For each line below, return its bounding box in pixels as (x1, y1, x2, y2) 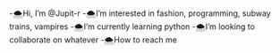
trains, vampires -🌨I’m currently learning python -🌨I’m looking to (9, 21, 255, 32)
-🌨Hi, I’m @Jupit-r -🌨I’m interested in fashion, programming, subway (9, 8, 271, 19)
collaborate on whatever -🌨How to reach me (9, 34, 177, 45)
